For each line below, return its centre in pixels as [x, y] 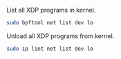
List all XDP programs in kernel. [51, 10]
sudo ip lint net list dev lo [50, 49]
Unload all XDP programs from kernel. [60, 36]
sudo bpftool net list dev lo [50, 23]
